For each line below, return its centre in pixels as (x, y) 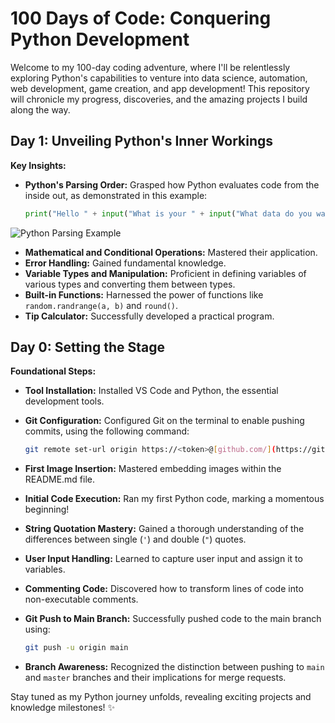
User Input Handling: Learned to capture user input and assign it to (163, 559)
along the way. (40, 109)
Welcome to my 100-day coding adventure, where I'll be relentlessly (150, 67)
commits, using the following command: (107, 431)
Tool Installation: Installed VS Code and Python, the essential (151, 391)
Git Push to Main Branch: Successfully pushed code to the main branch (173, 619)
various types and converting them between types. (130, 284)
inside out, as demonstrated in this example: (116, 195)
